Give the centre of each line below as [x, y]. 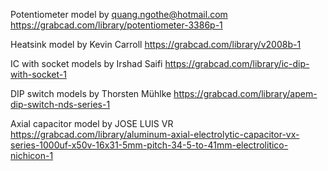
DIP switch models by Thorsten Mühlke [91, 93]
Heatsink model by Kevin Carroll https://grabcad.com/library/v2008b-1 [156, 44]
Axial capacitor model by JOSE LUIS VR [92, 123]
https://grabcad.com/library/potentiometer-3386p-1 [116, 25]
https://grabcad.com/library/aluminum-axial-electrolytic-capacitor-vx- [155, 134]
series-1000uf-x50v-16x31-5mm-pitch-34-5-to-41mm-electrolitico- [149, 145]
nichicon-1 [32, 155]
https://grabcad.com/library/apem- [245, 93]
